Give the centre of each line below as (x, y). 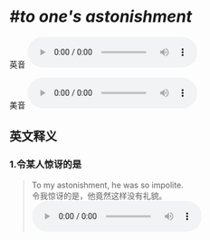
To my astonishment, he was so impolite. (107, 185)
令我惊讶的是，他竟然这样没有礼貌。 (99, 196)
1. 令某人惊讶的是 (46, 165)
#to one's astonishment (101, 17)
